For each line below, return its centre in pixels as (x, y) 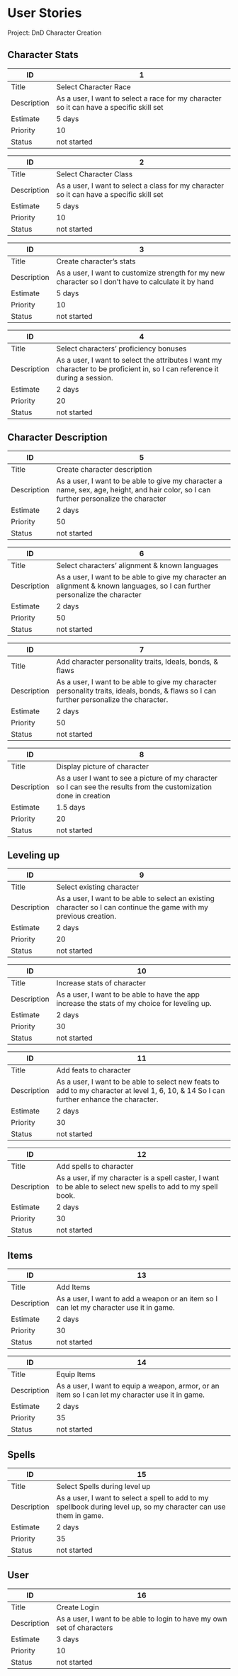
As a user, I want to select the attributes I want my (139, 360)
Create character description (104, 469)
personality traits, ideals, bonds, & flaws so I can (136, 691)
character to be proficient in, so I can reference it (137, 368)
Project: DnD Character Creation (55, 33)
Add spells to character (95, 1167)
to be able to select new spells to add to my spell (137, 1187)
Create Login (78, 1607)
